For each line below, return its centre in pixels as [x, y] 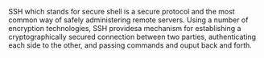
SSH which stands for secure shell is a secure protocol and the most [122, 12]
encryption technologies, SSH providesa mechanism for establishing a [125, 28]
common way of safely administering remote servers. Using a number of [128, 20]
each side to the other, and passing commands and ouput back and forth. [130, 45]
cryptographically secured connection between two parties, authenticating [132, 37]
